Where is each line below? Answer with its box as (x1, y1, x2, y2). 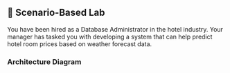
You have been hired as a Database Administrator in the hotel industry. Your (7, 25, 224, 33)
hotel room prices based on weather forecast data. (7, 39, 152, 48)
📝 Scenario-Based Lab (7, 7, 105, 19)
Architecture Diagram (7, 56, 82, 66)
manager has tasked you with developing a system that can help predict (7, 32, 213, 41)
